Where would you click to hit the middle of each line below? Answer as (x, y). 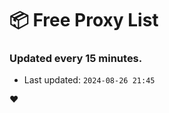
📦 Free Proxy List (84, 20)
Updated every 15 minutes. (76, 59)
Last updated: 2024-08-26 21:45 (89, 80)
